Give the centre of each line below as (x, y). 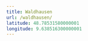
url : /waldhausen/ (29, 17)
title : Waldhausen (29, 12)
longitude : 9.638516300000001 (44, 29)
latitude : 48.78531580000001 (43, 23)
